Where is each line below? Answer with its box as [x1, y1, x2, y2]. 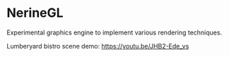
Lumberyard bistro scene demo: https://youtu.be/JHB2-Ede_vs [6, 42, 189, 50]
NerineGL [6, 5, 64, 21]
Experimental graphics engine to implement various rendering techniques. [6, 28, 223, 37]
